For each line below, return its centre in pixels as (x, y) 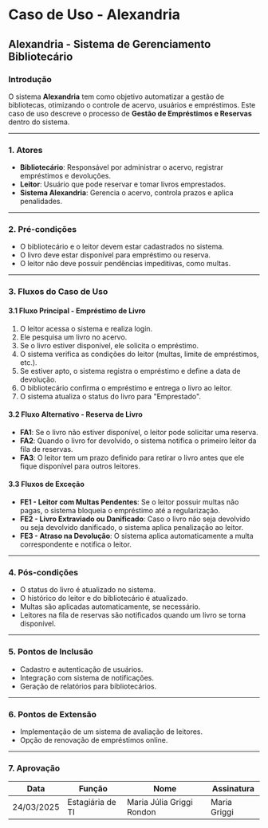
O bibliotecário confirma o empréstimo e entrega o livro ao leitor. (126, 387)
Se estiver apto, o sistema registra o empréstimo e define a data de (130, 371)
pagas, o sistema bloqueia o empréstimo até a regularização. (120, 510)
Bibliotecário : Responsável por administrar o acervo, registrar (122, 167)
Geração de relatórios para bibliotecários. (88, 686)
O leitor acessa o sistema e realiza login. (86, 328)
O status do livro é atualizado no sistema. (87, 590)
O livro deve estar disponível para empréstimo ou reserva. (115, 255)
